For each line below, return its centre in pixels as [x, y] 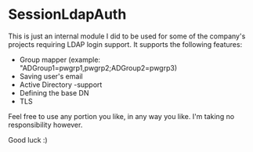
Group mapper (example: [60, 60]
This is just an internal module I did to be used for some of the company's [127, 36]
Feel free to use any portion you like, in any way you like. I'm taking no [121, 116]
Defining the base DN [54, 92]
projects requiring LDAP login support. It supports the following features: [125, 44]
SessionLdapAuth [67, 14]
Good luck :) [28, 139]
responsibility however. [45, 125]
